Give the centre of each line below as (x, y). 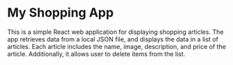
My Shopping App (60, 13)
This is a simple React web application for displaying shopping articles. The (115, 32)
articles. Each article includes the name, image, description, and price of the (117, 46)
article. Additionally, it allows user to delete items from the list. (96, 54)
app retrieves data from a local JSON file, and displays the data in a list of (113, 39)
